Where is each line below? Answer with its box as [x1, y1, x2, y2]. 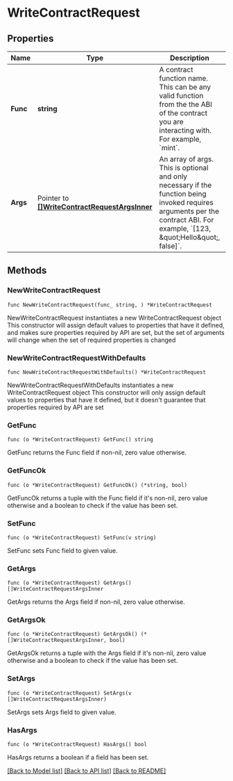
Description [169, 54, 209, 63]
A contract [159, 65, 193, 74]
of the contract [159, 108, 208, 117]
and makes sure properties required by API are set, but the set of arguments [7, 328, 225, 336]
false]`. [159, 241, 182, 251]
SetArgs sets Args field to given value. [7, 707, 116, 716]
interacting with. [159, 126, 212, 135]
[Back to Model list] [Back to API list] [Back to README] [7, 766, 166, 775]
